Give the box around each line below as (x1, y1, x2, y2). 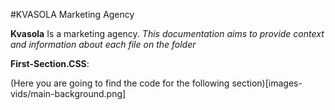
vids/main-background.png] (10, 88, 127, 99)
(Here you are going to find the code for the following (10, 77, 230, 89)
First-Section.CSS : (10, 58, 90, 69)
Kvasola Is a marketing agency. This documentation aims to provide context (10, 28, 325, 39)
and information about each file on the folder (10, 39, 197, 50)
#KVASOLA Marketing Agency (10, 9, 135, 20)
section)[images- (231, 77, 303, 89)
